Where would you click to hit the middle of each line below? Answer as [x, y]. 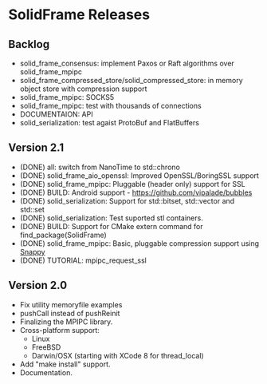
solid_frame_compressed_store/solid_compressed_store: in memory [131, 80]
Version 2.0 [38, 285]
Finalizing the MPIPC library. [66, 322]
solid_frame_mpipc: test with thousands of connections [110, 106]
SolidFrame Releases [79, 15]
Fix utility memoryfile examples [71, 304]
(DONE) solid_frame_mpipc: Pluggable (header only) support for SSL [132, 184]
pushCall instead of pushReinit [70, 313]
